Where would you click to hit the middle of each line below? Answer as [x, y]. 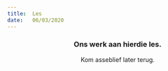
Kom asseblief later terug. [118, 59]
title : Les [24, 14]
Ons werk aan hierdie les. [118, 45]
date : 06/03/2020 [36, 20]
